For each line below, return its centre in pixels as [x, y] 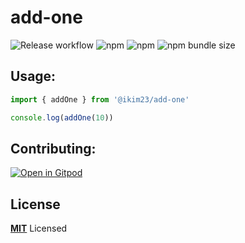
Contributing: [53, 148]
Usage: [33, 76]
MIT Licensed [39, 228]
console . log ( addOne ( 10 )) [62, 117]
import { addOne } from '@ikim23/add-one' [100, 99]
